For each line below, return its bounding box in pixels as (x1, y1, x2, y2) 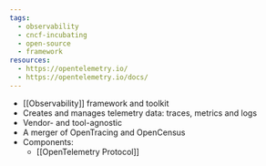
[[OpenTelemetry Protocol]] (36, 146, 139, 157)
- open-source (17, 38, 71, 48)
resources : (9, 56, 51, 65)
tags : (9, 13, 30, 23)
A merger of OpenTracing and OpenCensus (22, 127, 186, 138)
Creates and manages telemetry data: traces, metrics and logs (22, 107, 258, 119)
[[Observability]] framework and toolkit (22, 98, 169, 109)
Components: (22, 136, 75, 147)
